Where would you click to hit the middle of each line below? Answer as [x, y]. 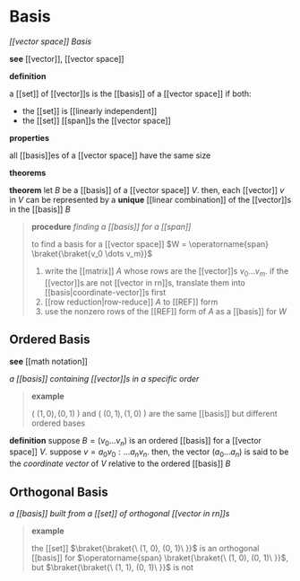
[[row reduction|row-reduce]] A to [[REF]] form [131, 302]
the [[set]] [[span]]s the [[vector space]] [97, 120]
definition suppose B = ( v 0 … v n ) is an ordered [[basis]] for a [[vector [136, 441]
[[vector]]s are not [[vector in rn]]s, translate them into [145, 282]
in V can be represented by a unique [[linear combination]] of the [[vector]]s [150, 199]
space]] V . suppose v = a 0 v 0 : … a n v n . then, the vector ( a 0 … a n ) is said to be [149, 453]
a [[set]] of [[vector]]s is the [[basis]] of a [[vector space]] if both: [131, 93]
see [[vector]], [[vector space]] [67, 58]
